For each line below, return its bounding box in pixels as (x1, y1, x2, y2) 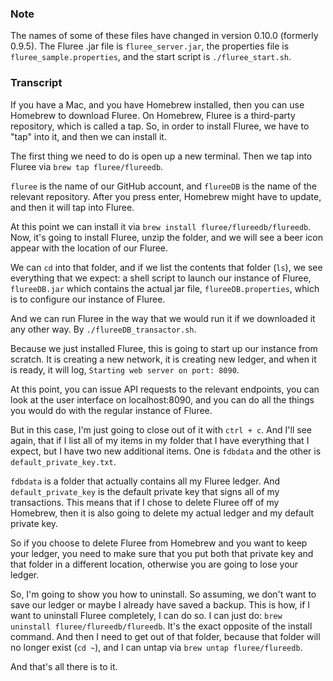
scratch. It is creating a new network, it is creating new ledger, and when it (10, 353, 317, 365)
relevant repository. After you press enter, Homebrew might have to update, (10, 190, 322, 202)
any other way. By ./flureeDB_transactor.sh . (10, 323, 197, 335)
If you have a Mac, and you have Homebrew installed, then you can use (10, 98, 305, 111)
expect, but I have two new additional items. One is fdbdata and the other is (10, 445, 322, 457)
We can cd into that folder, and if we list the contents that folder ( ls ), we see (10, 261, 323, 273)
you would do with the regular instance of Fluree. (10, 404, 213, 416)
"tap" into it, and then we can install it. (10, 130, 167, 142)
